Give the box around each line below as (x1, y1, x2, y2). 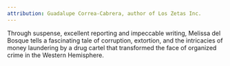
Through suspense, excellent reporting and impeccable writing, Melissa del (7, 29, 221, 37)
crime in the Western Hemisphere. (7, 51, 105, 59)
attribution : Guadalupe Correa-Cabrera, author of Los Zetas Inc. (7, 10, 202, 17)
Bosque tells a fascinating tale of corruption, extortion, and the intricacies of (7, 36, 223, 45)
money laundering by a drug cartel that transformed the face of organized (7, 43, 217, 52)
